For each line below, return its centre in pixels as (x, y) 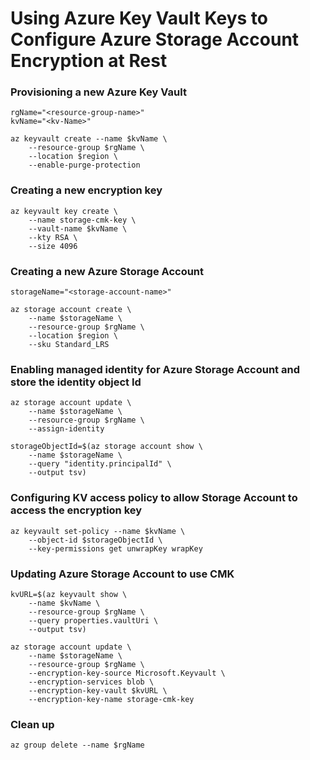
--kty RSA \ (53, 237)
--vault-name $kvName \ (78, 228)
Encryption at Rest (89, 61)
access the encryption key (76, 510)
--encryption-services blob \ (91, 682)
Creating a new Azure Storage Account (107, 271)
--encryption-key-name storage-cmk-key (111, 699)
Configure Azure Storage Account (155, 39)
